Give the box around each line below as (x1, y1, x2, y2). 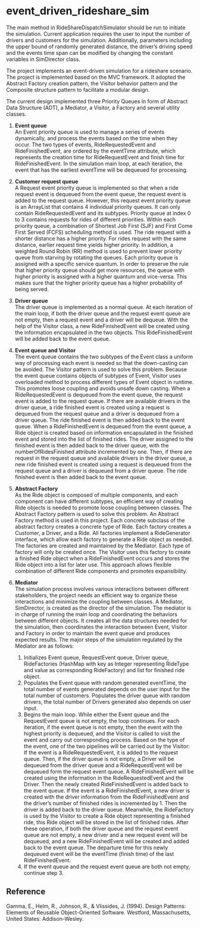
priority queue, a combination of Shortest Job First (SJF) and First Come (14, 222, 193, 229)
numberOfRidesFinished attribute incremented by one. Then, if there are (14, 448, 192, 455)
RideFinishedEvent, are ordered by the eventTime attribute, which (14, 147, 176, 154)
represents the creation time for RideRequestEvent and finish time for (14, 153, 185, 160)
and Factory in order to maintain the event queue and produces (14, 629, 170, 636)
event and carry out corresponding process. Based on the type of (23, 736, 185, 743)
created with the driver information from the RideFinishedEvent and (23, 793, 189, 800)
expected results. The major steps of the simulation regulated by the (14, 636, 183, 643)
